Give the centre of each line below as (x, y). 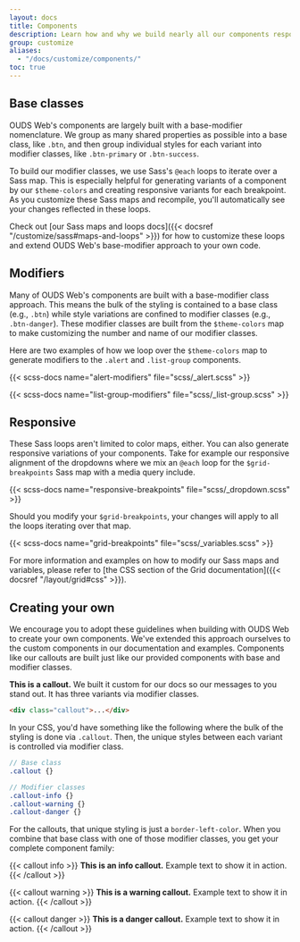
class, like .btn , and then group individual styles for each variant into (135, 144)
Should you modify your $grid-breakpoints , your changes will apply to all (144, 517)
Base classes (47, 104)
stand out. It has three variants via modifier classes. (104, 694)
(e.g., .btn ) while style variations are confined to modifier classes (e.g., (140, 314)
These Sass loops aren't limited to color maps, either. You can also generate (149, 444)
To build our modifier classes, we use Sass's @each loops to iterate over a (143, 171)
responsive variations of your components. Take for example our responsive (150, 453)
